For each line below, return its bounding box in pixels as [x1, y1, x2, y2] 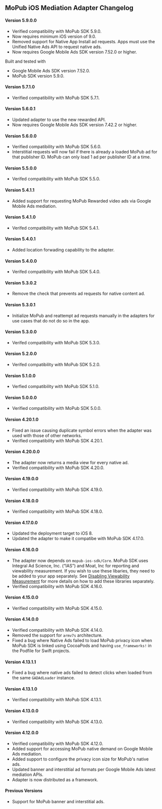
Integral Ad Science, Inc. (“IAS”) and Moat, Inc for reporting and [12, 563, 139, 569]
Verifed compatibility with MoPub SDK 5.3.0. [12, 339, 101, 345]
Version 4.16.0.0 [5, 547, 39, 553]
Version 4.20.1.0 [5, 417, 39, 422]
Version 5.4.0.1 [5, 236, 36, 242]
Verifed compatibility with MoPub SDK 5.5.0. [12, 176, 101, 182]
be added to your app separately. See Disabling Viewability [12, 573, 130, 579]
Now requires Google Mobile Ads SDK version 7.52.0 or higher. [12, 49, 137, 55]
